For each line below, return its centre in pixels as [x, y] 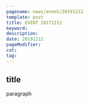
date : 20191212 [25, 39]
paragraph [19, 94]
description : [22, 34]
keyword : [17, 28]
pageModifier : [24, 45]
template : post [25, 17]
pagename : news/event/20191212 [45, 12]
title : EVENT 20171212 [34, 22]
